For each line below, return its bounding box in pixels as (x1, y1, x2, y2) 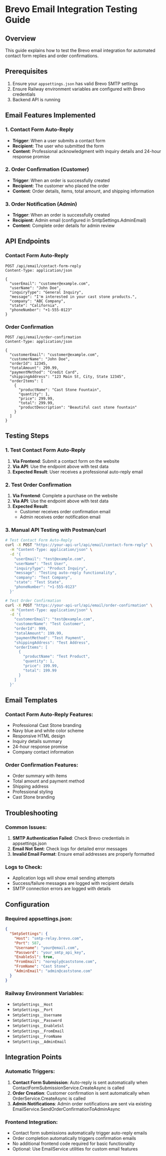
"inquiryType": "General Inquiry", (9, 290, 84, 295)
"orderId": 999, (14, 626, 48, 631)
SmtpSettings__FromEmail (12, 1029, 64, 1034)
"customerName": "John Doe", (9, 357, 70, 362)
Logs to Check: (5, 864, 43, 871)
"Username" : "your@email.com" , (14, 945, 79, 950)
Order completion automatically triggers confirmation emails (12, 1135, 136, 1141)
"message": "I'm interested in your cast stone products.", (9, 294, 137, 299)
